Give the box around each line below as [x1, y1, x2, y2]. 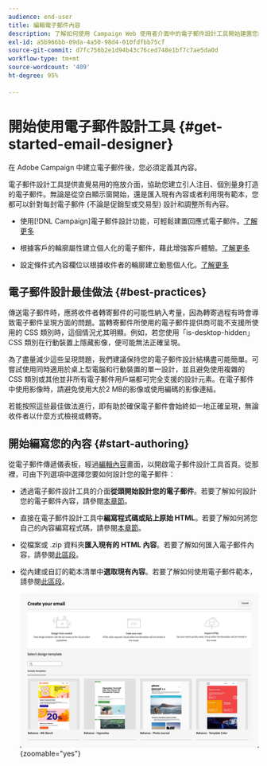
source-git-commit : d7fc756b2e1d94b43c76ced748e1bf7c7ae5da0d [8, 46, 219, 55]
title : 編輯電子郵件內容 [8, 21, 81, 29]
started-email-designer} [8, 135, 174, 153]
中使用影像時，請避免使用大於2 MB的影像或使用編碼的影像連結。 [8, 384, 221, 394]
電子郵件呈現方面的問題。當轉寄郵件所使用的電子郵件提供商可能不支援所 [14, 318, 252, 328]
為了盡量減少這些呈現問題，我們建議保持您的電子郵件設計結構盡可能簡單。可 [8, 355, 259, 364]
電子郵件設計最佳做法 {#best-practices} [8, 285, 207, 298]
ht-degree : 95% [8, 72, 59, 80]
